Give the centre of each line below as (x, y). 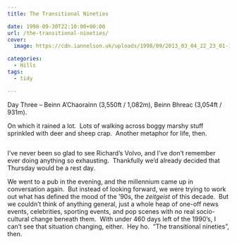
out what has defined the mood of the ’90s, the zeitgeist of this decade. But (118, 196)
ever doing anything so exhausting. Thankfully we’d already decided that (114, 160)
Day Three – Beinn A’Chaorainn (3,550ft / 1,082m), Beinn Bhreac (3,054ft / (115, 104)
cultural (18, 219)
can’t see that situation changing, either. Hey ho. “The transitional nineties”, (118, 226)
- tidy (23, 78)
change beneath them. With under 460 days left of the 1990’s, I (123, 219)
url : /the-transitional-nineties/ (58, 33)
